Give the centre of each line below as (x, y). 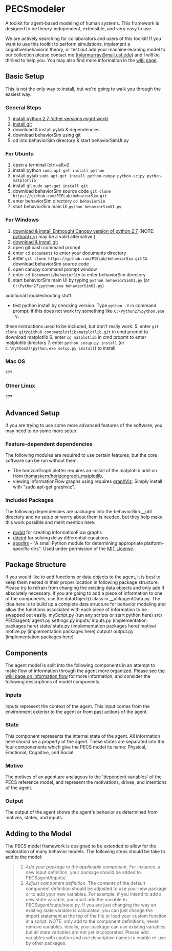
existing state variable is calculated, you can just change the (89, 910)
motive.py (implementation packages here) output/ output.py (70, 632)
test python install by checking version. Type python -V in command (84, 305)
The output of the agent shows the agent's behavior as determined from (81, 812)
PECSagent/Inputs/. (46, 878)
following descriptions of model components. (53, 682)
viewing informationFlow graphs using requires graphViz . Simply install (88, 481)
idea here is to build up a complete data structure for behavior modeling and (86, 604)
